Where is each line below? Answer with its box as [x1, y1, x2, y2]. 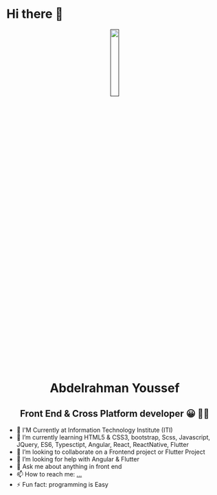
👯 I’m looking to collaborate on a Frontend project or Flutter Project [16, 448, 205, 456]
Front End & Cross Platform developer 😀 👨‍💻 [19, 408, 210, 419]
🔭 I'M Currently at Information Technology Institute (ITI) [16, 426, 173, 434]
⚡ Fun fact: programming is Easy [16, 480, 109, 488]
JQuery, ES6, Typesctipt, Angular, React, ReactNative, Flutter [16, 440, 190, 448]
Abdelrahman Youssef [49, 380, 180, 396]
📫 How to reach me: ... [16, 470, 82, 478]
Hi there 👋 [6, 6, 63, 22]
